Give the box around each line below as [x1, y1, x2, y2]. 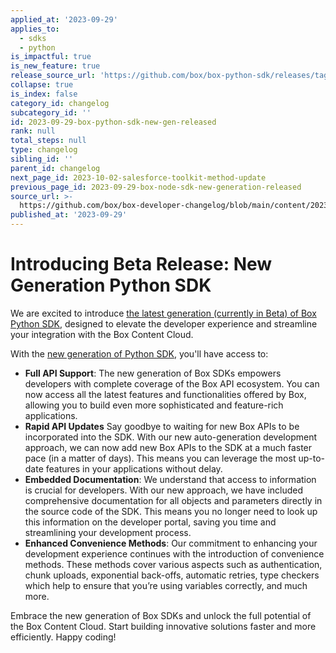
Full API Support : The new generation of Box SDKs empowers [24, 367, 282, 379]
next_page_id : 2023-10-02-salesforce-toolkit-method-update [10, 172, 267, 183]
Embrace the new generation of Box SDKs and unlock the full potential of [10, 609, 312, 621]
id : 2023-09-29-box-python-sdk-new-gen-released [10, 117, 217, 127]
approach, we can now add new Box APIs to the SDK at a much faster [24, 441, 313, 453]
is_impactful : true [10, 52, 92, 62]
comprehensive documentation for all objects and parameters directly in [24, 494, 323, 506]
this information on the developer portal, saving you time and [24, 516, 277, 528]
